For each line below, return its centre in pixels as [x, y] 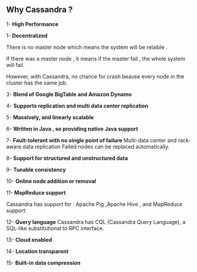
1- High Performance [32, 24]
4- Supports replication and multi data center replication [77, 106]
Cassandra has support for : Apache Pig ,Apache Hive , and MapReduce [94, 204]
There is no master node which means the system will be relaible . [87, 47]
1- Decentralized [27, 36]
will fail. [15, 65]
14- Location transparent [37, 251]
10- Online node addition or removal [51, 181]
